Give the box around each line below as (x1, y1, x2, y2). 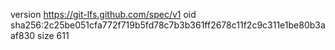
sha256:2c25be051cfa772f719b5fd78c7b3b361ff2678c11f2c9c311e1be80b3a (10, 19, 326, 31)
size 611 (37, 30, 70, 41)
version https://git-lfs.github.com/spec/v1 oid (10, 9, 197, 20)
